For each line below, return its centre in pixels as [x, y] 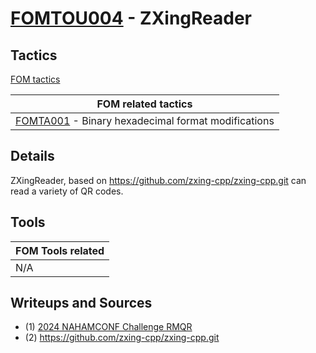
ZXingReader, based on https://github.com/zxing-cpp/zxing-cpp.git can [158, 180]
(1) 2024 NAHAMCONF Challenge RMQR [108, 327]
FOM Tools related [60, 250]
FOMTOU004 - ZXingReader [131, 18]
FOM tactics [35, 79]
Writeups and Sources [81, 303]
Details [32, 156]
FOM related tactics [144, 104]
